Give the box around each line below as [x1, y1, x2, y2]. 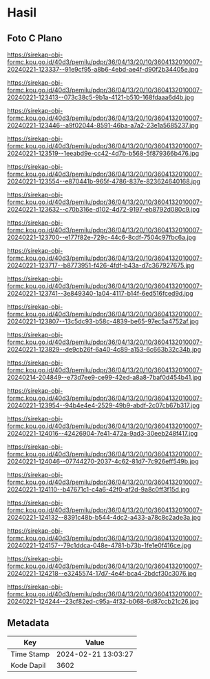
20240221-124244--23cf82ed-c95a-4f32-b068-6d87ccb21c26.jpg [7, 598, 199, 605]
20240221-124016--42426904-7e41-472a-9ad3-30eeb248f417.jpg [7, 429, 198, 437]
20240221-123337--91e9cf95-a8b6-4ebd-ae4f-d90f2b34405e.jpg [7, 65, 198, 73]
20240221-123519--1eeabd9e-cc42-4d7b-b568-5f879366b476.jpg [7, 150, 200, 157]
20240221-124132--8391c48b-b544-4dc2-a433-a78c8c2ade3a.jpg [7, 514, 201, 521]
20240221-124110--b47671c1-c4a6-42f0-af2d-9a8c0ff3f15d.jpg [7, 485, 190, 494]
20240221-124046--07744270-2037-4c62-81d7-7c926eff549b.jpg [7, 457, 199, 465]
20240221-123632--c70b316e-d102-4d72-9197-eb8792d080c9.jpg [7, 205, 200, 213]
